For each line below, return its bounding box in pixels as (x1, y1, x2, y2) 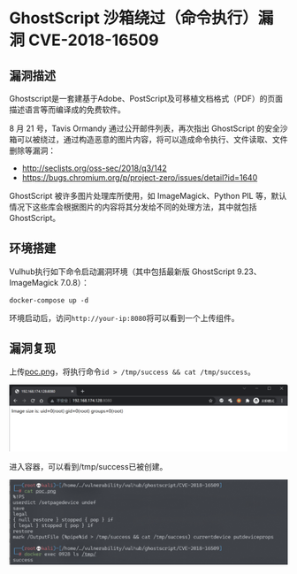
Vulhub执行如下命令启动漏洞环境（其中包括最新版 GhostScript (9, 266, 236, 277)
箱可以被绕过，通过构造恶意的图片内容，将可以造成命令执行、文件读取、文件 (9, 134, 288, 144)
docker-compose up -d (9, 295, 89, 305)
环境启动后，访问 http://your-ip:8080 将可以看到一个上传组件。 (9, 312, 240, 323)
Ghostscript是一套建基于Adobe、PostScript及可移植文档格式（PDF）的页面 (9, 94, 284, 103)
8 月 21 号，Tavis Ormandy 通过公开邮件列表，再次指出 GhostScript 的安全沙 (9, 123, 288, 134)
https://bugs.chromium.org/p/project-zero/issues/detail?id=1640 (21, 172, 258, 182)
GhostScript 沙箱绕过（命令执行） (9, 8, 259, 28)
